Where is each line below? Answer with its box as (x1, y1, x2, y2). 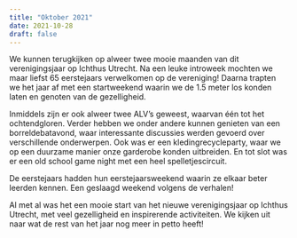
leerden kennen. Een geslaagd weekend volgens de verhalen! (9, 183, 234, 194)
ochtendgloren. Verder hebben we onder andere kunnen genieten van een (9, 118, 281, 129)
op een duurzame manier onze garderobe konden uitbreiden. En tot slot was (9, 147, 288, 157)
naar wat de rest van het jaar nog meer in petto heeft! (9, 218, 204, 229)
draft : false (9, 29, 58, 38)
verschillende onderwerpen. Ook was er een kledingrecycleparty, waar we (9, 137, 281, 147)
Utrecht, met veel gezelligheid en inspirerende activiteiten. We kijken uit (9, 210, 270, 220)
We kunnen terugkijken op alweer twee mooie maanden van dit (9, 54, 239, 65)
